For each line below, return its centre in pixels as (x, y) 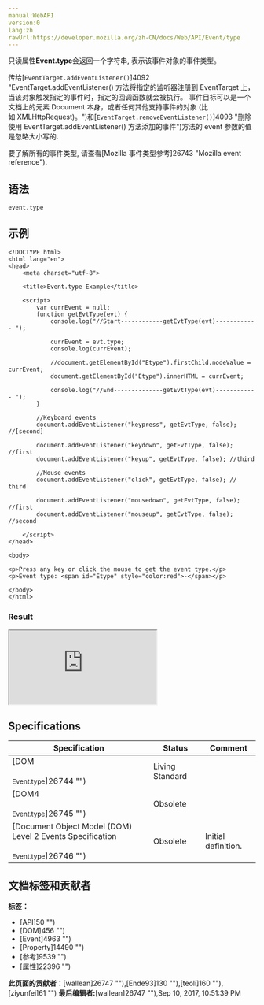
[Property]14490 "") (52, 947)
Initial (215, 836)
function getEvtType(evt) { (82, 314)
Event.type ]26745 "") (49, 814)
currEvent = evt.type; (87, 342)
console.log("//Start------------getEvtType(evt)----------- (152, 321)
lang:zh (21, 30)
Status (176, 747)
